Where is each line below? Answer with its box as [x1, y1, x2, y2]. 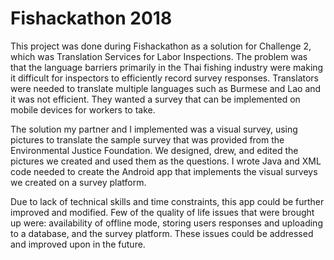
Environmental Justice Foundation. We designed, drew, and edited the [10, 144, 299, 156]
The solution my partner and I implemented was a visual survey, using [10, 123, 298, 135]
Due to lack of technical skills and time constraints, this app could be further [10, 195, 325, 207]
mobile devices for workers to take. [10, 103, 156, 116]
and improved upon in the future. [10, 238, 146, 250]
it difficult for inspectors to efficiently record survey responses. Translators [10, 72, 319, 84]
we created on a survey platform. [10, 176, 147, 188]
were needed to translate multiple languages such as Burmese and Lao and [10, 82, 322, 94]
